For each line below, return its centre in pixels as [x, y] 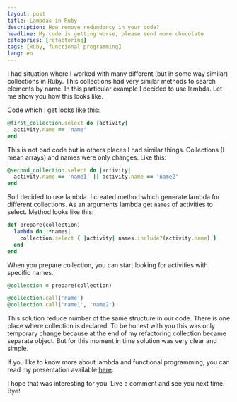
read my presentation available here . [60, 370]
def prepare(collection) [44, 225]
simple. [18, 349]
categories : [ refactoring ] [47, 40]
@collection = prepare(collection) [60, 285]
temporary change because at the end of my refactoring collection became [117, 333]
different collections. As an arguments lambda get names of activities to [110, 205]
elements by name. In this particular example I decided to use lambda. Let [115, 89]
